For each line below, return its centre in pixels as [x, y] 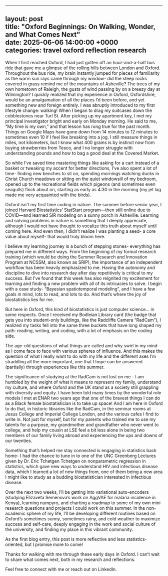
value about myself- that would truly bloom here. [55, 236]
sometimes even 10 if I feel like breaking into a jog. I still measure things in [81, 137]
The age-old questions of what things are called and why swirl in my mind [81, 345]
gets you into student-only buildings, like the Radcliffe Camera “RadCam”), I [83, 320]
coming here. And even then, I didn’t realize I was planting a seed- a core [80, 231]
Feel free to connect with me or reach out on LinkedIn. [61, 569]
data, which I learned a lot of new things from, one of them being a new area [84, 472]
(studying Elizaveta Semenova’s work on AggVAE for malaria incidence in [80, 497]
